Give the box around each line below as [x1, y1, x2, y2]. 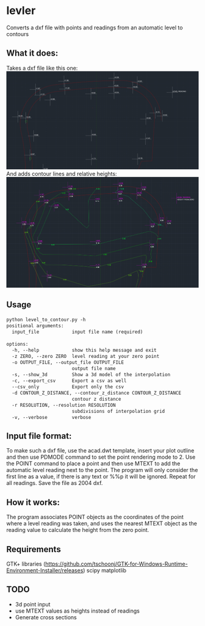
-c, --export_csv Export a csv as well [12, 377, 127, 384]
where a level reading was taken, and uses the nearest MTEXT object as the [6, 520, 197, 527]
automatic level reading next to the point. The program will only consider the [6, 467, 198, 474]
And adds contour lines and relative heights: [6, 170, 117, 177]
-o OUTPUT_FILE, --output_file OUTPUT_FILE [12, 359, 124, 365]
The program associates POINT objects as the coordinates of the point [6, 514, 184, 521]
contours [6, 30, 29, 37]
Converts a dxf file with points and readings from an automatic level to [6, 24, 183, 31]
